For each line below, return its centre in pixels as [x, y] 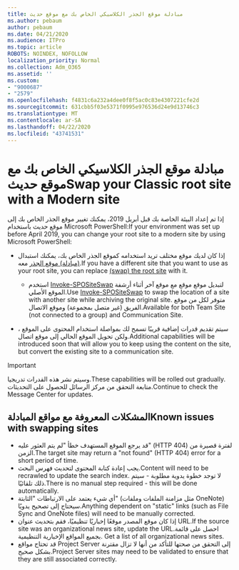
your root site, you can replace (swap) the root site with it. [103, 271]
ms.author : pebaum [35, 21]
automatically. [38, 491]
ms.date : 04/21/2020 [38, 34]
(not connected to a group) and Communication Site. [106, 315]
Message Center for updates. [51, 394]
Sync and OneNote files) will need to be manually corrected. [106, 514]
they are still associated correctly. [67, 559]
